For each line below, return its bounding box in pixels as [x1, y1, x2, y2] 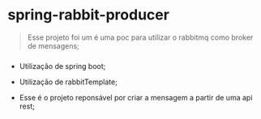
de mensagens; [27, 40, 80, 50]
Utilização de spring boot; [19, 61, 106, 70]
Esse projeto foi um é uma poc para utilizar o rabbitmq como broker [27, 32, 254, 42]
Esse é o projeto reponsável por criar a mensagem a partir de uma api [19, 92, 253, 102]
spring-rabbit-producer [7, 6, 169, 24]
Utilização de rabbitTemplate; [19, 77, 118, 87]
